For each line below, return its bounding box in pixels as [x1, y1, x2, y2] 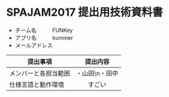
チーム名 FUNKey [15, 27, 73, 34]
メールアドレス [15, 42, 53, 49]
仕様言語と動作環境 [9, 80, 65, 89]
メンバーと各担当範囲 [9, 69, 71, 77]
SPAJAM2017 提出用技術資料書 [6, 5, 164, 19]
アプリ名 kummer [15, 34, 73, 41]
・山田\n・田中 [76, 69, 119, 77]
